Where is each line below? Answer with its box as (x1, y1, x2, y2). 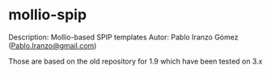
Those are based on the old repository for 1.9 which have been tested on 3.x (8, 56, 263, 66)
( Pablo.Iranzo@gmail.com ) (8, 40, 97, 50)
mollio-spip (8, 6, 87, 24)
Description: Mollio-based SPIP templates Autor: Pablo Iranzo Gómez (8, 32, 239, 42)
